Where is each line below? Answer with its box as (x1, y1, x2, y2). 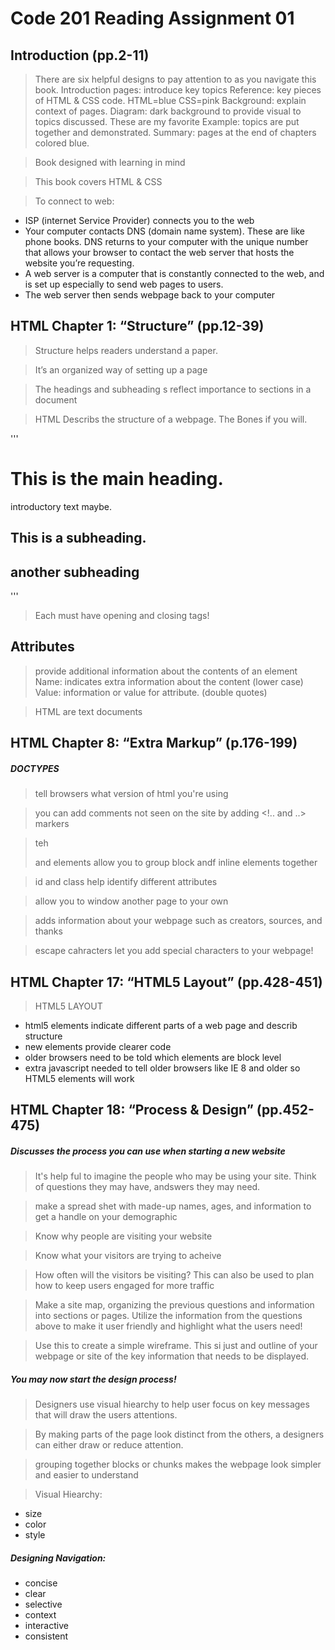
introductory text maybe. (10, 500, 113, 512)
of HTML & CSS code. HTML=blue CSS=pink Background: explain (34, 95, 307, 106)
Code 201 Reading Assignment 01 (10, 7, 295, 30)
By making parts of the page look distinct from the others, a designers (34, 1428, 325, 1441)
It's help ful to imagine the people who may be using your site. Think (34, 1170, 317, 1182)
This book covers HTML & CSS (34, 176, 163, 187)
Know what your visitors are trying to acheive (34, 1250, 222, 1262)
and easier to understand (34, 1469, 139, 1481)
